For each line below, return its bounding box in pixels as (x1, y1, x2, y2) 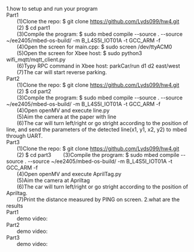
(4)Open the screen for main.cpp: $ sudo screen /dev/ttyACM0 (17, 43, 172, 50)
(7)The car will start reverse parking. (17, 69, 107, 75)
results (6, 202, 23, 209)
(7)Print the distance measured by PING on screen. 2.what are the (17, 196, 180, 203)
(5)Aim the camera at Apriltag (17, 177, 90, 184)
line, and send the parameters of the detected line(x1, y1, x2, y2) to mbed (6, 126, 187, 133)
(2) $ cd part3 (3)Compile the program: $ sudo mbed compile (17, 151, 180, 158)
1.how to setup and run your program (6, 5, 98, 12)
